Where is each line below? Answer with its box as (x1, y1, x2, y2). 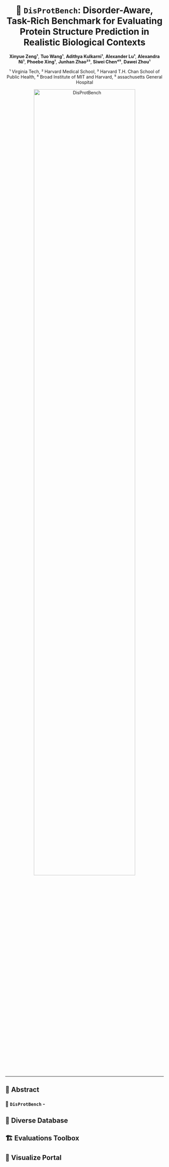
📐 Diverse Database (5, 1116, 68, 1125)
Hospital (75, 79, 94, 85)
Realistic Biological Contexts (23, 37, 146, 48)
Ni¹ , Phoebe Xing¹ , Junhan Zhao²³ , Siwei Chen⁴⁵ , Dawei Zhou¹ (18, 58, 151, 64)
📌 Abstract (5, 1085, 39, 1094)
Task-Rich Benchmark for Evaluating (7, 15, 162, 27)
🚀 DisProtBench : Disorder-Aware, (16, 5, 153, 16)
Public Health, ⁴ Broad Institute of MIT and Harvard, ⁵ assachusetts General (7, 74, 162, 80)
